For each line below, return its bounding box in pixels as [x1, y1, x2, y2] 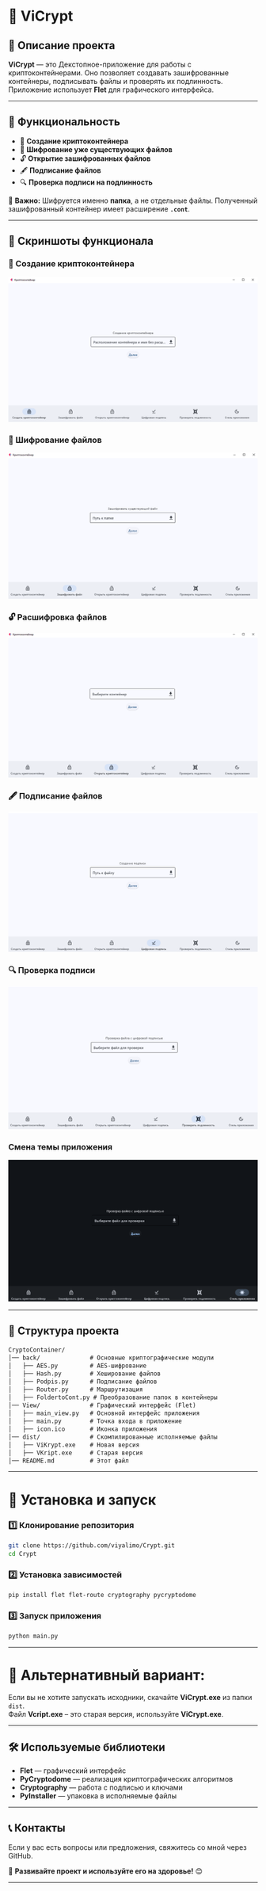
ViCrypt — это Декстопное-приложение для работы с [8, 59, 192, 69]
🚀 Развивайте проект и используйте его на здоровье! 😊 [8, 1866, 203, 1876]
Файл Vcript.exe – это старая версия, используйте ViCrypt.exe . [8, 1710, 224, 1718]
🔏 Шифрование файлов [8, 434, 102, 445]
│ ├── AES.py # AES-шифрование [8, 1362, 147, 1370]
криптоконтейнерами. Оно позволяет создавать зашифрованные [8, 68, 230, 78]
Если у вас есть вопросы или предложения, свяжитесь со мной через [8, 1842, 247, 1852]
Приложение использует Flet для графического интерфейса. [8, 85, 215, 94]
